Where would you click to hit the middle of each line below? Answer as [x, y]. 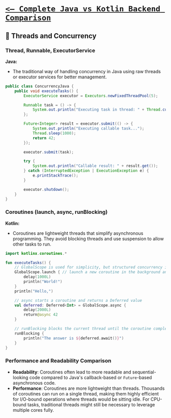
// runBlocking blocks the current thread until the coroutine [83, 329]
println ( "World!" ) [43, 282]
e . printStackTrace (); [55, 175]
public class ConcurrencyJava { [39, 86]
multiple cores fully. [33, 410]
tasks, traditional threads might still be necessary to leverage [91, 404]
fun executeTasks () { [28, 262]
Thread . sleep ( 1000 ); [54, 133]
